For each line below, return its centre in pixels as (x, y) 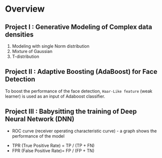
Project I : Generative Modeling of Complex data (79, 27)
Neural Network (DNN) (40, 119)
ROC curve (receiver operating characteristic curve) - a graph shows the (84, 131)
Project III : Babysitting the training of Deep (71, 112)
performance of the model (38, 136)
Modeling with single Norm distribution (51, 46)
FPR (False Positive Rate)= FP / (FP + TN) (53, 150)
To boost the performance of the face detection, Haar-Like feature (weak (79, 91)
